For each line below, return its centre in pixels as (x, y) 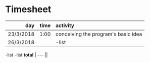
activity (65, 25)
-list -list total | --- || (27, 55)
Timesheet (28, 9)
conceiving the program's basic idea (99, 34)
